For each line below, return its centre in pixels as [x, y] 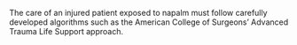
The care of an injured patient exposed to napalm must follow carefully [138, 13]
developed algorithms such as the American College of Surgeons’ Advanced [149, 22]
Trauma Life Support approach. [66, 31]
